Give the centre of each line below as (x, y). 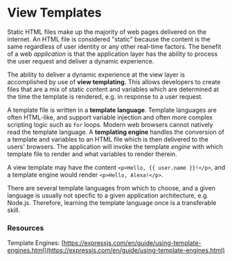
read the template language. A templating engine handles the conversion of (116, 132)
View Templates (54, 13)
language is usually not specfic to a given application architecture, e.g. (108, 195)
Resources (26, 228)
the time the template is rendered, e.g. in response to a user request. (105, 96)
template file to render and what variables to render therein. (92, 154)
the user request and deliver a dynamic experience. (81, 61)
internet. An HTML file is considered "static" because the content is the (109, 39)
